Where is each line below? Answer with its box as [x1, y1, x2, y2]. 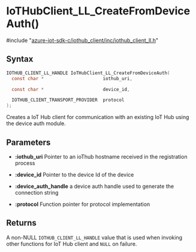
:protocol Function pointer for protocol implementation [14, 201, 150, 208]
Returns [6, 218, 37, 228]
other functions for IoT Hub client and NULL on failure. [6, 240, 137, 247]
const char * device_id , [11, 86, 130, 92]
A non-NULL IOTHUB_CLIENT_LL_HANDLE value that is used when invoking [6, 233, 183, 241]
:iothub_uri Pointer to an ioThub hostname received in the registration [14, 153, 188, 160]
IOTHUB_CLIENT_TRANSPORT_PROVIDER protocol [11, 97, 125, 103]
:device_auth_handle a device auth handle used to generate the [14, 183, 174, 190]
